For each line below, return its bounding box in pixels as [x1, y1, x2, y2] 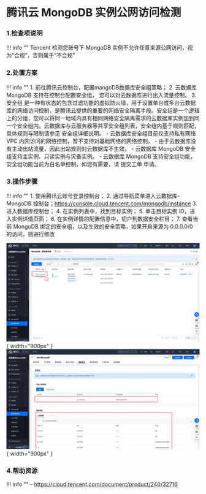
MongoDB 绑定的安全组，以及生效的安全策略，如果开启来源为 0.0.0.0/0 [13, 223, 193, 230]
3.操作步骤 [6, 177, 38, 186]
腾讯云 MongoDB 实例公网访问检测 [6, 6, 181, 20]
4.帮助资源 [6, 466, 38, 475]
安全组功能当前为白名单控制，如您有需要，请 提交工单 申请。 [6, 160, 160, 167]
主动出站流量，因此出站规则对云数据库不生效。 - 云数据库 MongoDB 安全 [11, 145, 196, 152]
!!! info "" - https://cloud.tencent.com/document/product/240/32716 [6, 481, 178, 488]
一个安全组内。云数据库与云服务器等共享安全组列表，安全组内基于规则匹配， [6, 122, 200, 129]
